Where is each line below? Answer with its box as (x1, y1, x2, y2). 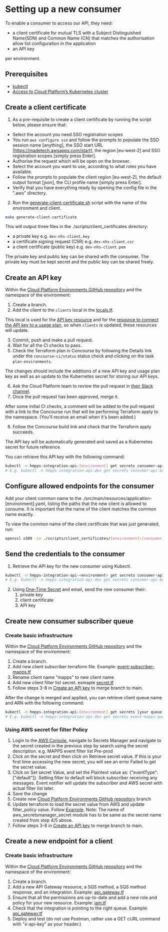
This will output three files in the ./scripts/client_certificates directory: (5, 224, 148, 230)
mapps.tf (12, 669, 31, 675)
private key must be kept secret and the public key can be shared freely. (5, 259, 154, 265)
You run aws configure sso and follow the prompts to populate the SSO (12, 137, 159, 143)
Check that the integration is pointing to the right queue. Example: (12, 905, 148, 911)
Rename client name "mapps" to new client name (12, 674, 114, 680)
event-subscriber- (117, 663, 155, 669)
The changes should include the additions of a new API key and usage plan (5, 368, 160, 374)
